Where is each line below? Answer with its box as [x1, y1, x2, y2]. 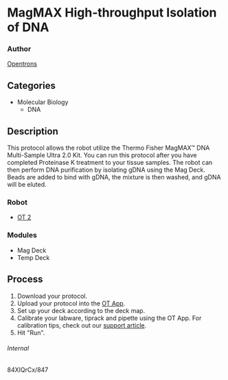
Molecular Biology [16, 98, 69, 106]
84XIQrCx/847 [7, 366, 49, 374]
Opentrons [7, 60, 38, 68]
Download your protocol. [16, 292, 88, 300]
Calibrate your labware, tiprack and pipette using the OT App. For [16, 314, 202, 322]
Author [7, 44, 32, 54]
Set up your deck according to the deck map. [16, 306, 146, 314]
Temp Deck [16, 253, 50, 261]
